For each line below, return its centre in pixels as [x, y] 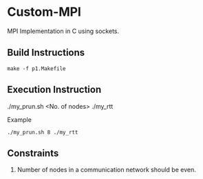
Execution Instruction [54, 90]
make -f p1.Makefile [37, 69]
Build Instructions [46, 53]
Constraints [33, 153]
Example [20, 119]
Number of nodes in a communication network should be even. [106, 170]
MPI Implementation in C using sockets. [63, 31]
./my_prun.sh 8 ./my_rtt [43, 132]
